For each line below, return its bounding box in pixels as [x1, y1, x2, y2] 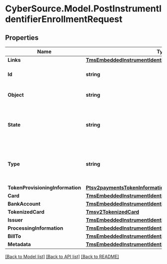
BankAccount [7, 200, 41, 207]
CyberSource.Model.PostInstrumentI [5, 3, 162, 14]
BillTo [7, 233, 21, 240]
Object [7, 92, 24, 98]
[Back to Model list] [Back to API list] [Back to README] [5, 254, 119, 260]
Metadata [7, 241, 31, 248]
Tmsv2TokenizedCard [85, 209, 139, 215]
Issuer [7, 217, 23, 223]
